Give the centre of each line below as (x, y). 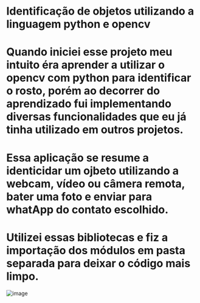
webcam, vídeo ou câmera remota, (96, 184)
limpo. (22, 276)
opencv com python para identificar (99, 78)
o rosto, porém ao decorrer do (83, 91)
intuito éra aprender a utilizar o (86, 65)
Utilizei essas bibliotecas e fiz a (87, 237)
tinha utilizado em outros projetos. (95, 130)
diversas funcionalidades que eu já (96, 117)
